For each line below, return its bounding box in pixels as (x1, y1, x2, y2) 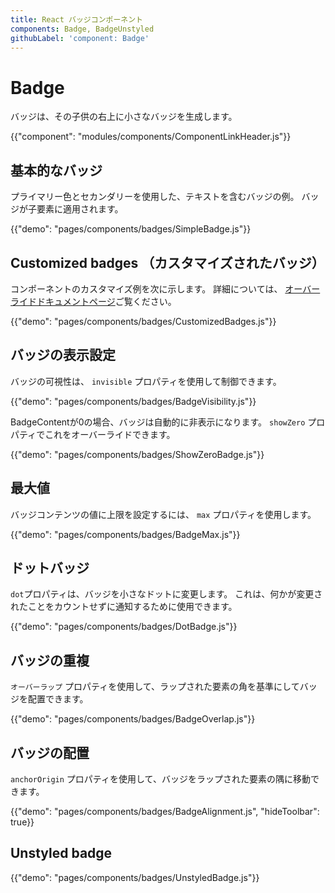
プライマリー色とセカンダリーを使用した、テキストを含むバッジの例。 (10, 191, 300, 203)
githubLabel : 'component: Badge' (10, 33, 150, 43)
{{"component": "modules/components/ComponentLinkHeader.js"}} (10, 131, 292, 143)
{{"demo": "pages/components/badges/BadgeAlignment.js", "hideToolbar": (10, 806, 320, 817)
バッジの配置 (10, 744, 90, 761)
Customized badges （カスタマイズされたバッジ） (10, 254, 325, 271)
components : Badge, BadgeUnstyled (10, 24, 155, 34)
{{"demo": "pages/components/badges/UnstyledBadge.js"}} (10, 871, 260, 883)
